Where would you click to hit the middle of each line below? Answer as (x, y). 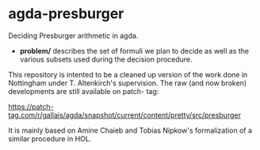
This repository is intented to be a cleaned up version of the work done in (128, 74)
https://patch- (31, 107)
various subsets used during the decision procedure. (106, 59)
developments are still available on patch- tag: (84, 91)
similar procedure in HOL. (50, 138)
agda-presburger (66, 14)
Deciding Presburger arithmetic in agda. (73, 36)
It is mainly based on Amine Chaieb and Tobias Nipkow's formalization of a (130, 130)
